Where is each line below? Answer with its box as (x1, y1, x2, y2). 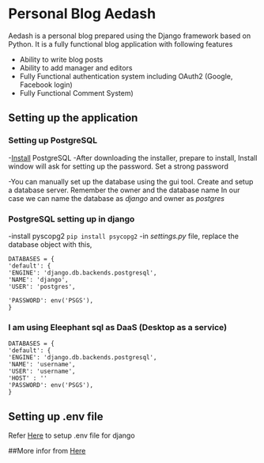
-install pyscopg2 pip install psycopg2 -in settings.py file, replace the (8, 231, 239, 241)
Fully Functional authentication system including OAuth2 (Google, (19, 71, 233, 81)
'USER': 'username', (8, 367, 77, 376)
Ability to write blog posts (19, 55, 104, 64)
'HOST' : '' (8, 374, 47, 382)
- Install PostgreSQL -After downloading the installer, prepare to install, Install (8, 153, 258, 162)
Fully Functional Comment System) (19, 88, 134, 97)
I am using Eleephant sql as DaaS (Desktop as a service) (8, 321, 228, 332)
